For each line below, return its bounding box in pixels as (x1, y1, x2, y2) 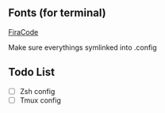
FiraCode (8, 27, 39, 36)
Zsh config (19, 86, 56, 96)
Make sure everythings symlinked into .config (8, 43, 157, 52)
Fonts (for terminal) (8, 6, 106, 20)
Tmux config (19, 95, 61, 105)
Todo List (8, 66, 56, 79)
